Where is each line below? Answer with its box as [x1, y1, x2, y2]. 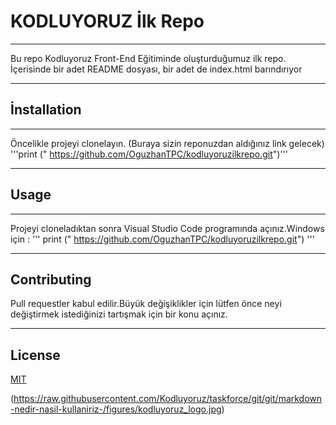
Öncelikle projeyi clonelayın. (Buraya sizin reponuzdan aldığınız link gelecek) [10, 137, 325, 149]
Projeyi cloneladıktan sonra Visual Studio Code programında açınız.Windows [10, 222, 325, 234]
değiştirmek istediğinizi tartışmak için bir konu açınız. [10, 308, 228, 320]
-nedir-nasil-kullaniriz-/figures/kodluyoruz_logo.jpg [10, 403, 222, 415]
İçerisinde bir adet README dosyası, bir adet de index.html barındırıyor [10, 63, 303, 75]
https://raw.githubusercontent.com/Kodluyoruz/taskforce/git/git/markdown [13, 393, 323, 405]
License [10, 346, 61, 364]
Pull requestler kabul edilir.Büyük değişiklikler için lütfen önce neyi [10, 298, 282, 310]
